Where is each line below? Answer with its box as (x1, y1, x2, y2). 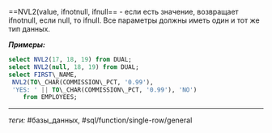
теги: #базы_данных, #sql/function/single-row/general (8, 115, 193, 125)
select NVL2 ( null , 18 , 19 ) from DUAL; (8, 62, 139, 71)
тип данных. (8, 24, 51, 33)
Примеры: (8, 40, 46, 49)
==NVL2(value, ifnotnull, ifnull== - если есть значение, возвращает (8, 7, 239, 16)
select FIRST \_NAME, (8, 71, 79, 79)
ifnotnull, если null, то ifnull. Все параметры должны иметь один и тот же (8, 15, 261, 25)
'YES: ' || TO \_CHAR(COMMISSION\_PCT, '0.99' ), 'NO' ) (11, 85, 198, 94)
